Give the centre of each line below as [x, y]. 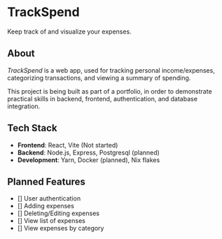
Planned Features [47, 181]
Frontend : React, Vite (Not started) [68, 145]
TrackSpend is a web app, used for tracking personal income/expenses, [111, 70]
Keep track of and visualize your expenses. [69, 31]
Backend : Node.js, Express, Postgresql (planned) [88, 152]
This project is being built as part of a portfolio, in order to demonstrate [110, 91]
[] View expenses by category [61, 229]
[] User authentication [49, 198]
